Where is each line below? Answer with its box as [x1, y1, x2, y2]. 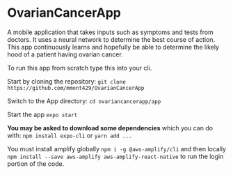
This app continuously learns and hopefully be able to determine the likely [7, 43, 220, 51]
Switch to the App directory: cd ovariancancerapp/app [7, 96, 161, 105]
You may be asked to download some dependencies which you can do [7, 123, 214, 132]
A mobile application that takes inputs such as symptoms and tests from [7, 28, 214, 36]
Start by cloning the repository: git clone [7, 77, 127, 85]
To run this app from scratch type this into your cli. [7, 63, 152, 72]
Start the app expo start [7, 110, 78, 119]
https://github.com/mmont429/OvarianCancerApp [7, 84, 145, 91]
